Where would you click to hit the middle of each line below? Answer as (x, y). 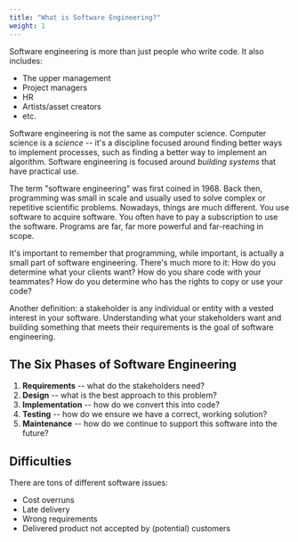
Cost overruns (48, 500)
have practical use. (44, 171)
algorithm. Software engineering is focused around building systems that (143, 161)
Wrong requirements (60, 519)
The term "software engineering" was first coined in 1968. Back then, (136, 188)
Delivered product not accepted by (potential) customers (126, 529)
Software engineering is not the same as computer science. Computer (138, 133)
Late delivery (46, 510)
